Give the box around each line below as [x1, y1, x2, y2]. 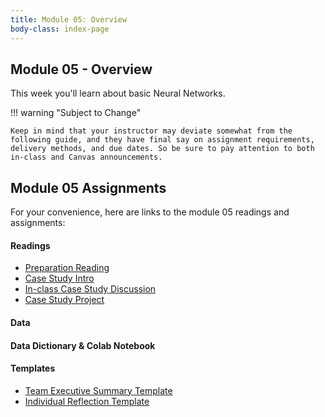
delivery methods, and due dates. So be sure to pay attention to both [10, 144, 315, 154]
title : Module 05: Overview [10, 14, 128, 25]
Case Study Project [24, 294, 105, 306]
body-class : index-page [10, 24, 110, 34]
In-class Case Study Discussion [24, 283, 157, 295]
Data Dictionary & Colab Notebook [10, 339, 156, 351]
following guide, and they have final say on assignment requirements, [10, 135, 315, 145]
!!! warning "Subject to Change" [10, 107, 142, 119]
